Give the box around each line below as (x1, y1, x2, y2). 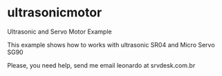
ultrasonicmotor (7, 5, 102, 21)
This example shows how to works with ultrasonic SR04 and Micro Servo (7, 40, 216, 49)
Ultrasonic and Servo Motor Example (7, 27, 112, 36)
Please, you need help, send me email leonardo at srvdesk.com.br (7, 61, 196, 69)
